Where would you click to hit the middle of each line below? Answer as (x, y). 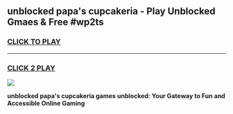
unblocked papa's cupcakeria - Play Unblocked (112, 11)
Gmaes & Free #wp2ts (55, 22)
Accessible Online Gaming (46, 103)
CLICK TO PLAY (34, 42)
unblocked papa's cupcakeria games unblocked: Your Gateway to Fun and (116, 95)
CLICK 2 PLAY (31, 68)
